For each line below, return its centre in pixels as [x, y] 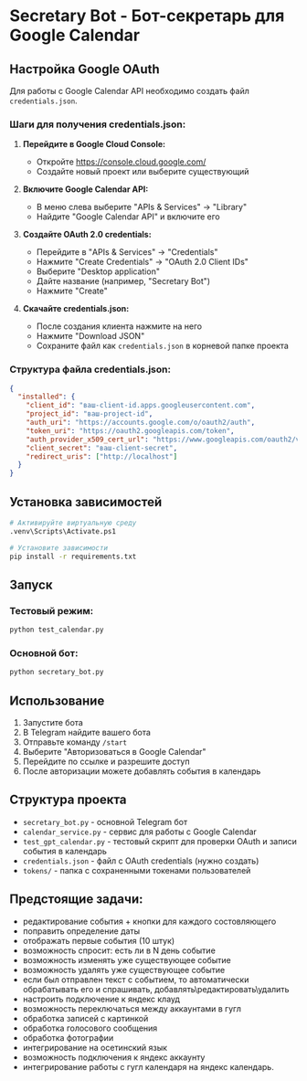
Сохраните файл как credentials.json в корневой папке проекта [163, 346]
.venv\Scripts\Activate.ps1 [63, 531]
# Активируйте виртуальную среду [73, 523]
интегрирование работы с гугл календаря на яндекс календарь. [148, 1066]
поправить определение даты [81, 931]
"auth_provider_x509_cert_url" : [87, 440]
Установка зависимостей [86, 502]
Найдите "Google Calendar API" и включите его [128, 217]
